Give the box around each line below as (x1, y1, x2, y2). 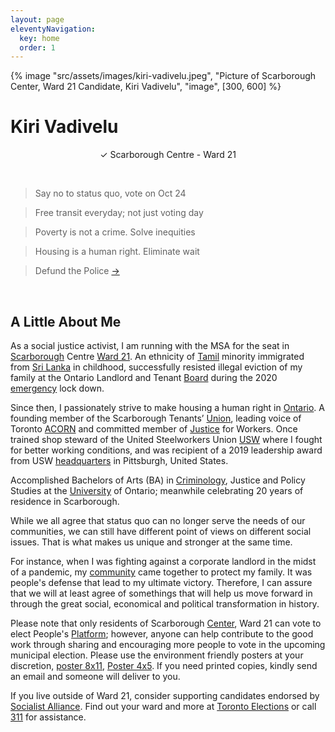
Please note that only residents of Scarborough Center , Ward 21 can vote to (10, 617, 322, 629)
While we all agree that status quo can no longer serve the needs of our (10, 515, 306, 526)
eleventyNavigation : (10, 24, 97, 34)
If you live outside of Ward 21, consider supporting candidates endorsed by (10, 690, 320, 701)
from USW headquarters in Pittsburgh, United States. (10, 455, 229, 466)
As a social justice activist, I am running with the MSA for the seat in (10, 340, 290, 351)
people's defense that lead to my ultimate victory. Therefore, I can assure (10, 577, 313, 588)
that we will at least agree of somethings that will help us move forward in (10, 587, 313, 599)
